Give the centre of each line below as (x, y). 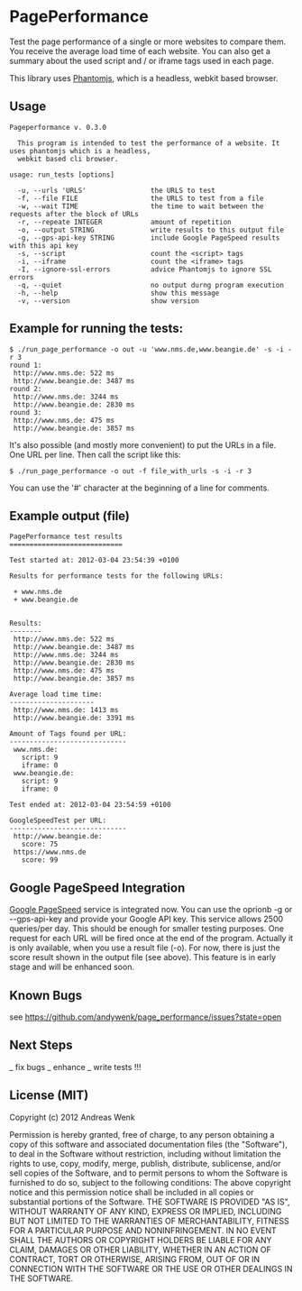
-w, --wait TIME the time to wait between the (141, 206)
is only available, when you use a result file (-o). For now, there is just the (145, 948)
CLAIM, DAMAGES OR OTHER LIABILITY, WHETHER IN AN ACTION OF (141, 1250)
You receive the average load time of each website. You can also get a (140, 50)
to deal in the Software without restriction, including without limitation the (145, 1154)
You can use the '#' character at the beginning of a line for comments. (140, 488)
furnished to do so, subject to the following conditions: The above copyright (150, 1182)
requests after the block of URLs (74, 214)
